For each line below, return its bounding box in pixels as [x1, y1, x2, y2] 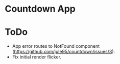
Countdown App [5, 3, 76, 15]
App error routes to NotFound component [12, 43, 100, 49]
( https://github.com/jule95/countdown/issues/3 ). [12, 49, 115, 55]
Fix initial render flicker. [12, 54, 62, 60]
